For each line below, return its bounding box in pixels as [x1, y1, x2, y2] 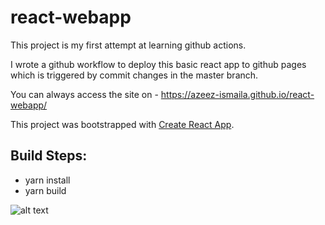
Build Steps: [10, 147, 88, 165]
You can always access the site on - [10, 88, 159, 100]
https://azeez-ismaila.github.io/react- [160, 88, 315, 100]
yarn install [24, 174, 71, 186]
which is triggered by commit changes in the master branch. [10, 69, 259, 81]
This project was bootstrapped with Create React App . [10, 118, 235, 130]
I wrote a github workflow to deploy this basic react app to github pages [10, 58, 307, 70]
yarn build [24, 184, 67, 196]
